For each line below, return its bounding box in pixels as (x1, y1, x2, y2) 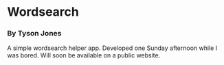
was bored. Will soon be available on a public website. (7, 51, 161, 60)
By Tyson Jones (7, 29, 62, 38)
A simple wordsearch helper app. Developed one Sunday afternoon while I (7, 44, 218, 52)
